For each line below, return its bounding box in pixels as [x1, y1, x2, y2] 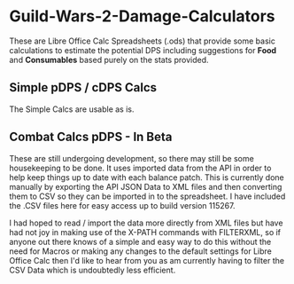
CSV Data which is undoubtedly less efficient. [9, 264, 176, 275]
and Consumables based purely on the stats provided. [9, 54, 210, 65]
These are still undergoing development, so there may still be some [9, 153, 254, 163]
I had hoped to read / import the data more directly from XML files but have [9, 217, 283, 228]
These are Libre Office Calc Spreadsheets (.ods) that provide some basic [9, 35, 276, 46]
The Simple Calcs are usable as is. [9, 104, 135, 114]
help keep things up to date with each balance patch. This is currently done [9, 171, 285, 183]
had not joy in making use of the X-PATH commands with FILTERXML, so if [9, 226, 282, 237]
